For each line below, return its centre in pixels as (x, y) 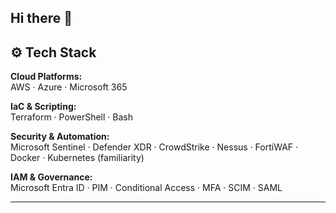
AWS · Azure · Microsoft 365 (69, 87)
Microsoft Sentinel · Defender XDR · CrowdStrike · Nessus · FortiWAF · (154, 147)
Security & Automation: (60, 137)
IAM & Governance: (51, 177)
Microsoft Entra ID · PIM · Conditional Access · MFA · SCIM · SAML (146, 188)
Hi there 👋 (41, 18)
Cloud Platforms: (46, 77)
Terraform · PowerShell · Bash (71, 117)
